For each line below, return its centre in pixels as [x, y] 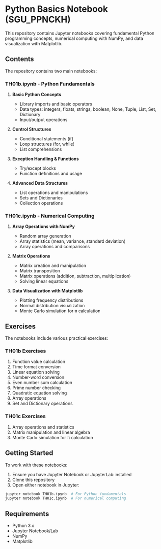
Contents [20, 59]
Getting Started [29, 453]
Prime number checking [37, 388]
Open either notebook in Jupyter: [46, 485]
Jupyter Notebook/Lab [35, 531]
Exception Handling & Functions [45, 159]
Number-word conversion [38, 377]
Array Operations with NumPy [43, 226]
